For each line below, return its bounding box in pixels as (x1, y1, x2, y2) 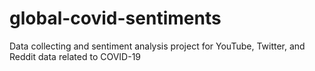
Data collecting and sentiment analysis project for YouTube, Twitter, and (9, 40, 306, 52)
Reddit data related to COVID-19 (9, 50, 142, 62)
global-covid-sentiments (9, 7, 222, 30)
